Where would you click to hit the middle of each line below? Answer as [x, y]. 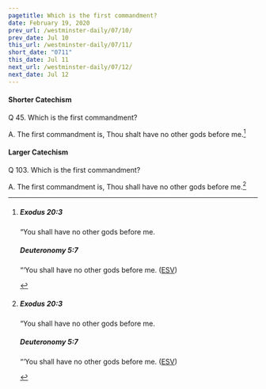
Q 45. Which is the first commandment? [73, 117]
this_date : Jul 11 [38, 60]
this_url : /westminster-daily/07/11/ [70, 45]
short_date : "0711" [40, 52]
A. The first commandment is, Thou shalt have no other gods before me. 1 [127, 133]
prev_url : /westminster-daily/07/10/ [70, 30]
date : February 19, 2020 [49, 23]
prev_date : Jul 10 [38, 38]
